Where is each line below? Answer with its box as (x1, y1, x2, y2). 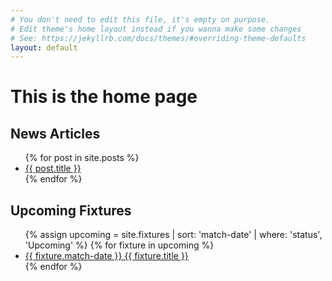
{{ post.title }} (24, 162, 82, 175)
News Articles (10, 125, 101, 142)
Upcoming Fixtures (10, 202, 132, 219)
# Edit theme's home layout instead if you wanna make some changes (10, 24, 302, 34)
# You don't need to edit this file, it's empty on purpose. (10, 14, 271, 25)
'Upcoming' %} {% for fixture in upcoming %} (24, 239, 215, 251)
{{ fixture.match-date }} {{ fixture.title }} (24, 250, 189, 262)
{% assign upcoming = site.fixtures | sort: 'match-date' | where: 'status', (24, 229, 323, 241)
